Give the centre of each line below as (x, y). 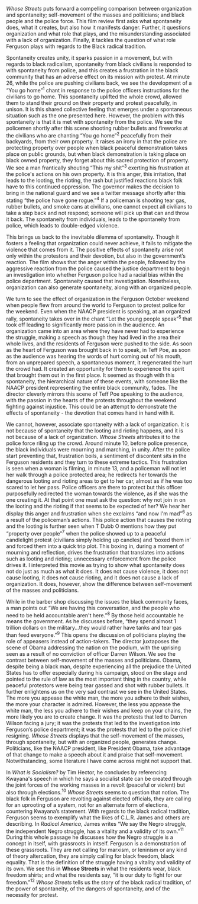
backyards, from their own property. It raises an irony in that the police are (97, 142)
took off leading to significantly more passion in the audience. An (85, 325)
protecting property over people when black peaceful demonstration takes (97, 148)
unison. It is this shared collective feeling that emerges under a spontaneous (99, 109)
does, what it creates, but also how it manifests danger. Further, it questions (98, 27)
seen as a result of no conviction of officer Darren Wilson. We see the (91, 653)
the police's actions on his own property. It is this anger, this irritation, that (96, 174)
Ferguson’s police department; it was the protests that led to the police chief (99, 729)
